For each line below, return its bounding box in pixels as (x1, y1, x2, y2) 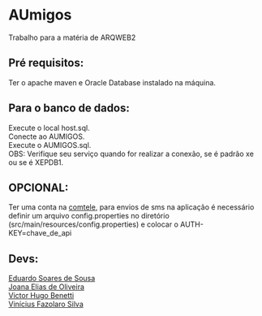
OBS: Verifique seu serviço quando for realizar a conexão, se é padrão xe (8, 149, 254, 158)
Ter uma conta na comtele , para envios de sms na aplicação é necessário (8, 202, 255, 212)
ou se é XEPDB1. (8, 157, 64, 167)
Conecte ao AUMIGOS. (8, 132, 85, 141)
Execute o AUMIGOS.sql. (8, 140, 92, 149)
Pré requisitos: (8, 56, 84, 70)
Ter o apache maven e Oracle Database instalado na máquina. (8, 77, 217, 87)
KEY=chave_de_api (8, 228, 72, 238)
